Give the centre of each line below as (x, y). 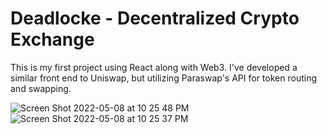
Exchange (52, 39)
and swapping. (41, 88)
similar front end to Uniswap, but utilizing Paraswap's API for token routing (163, 78)
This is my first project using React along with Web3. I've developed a (154, 67)
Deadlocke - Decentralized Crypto (155, 18)
